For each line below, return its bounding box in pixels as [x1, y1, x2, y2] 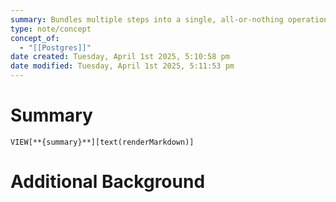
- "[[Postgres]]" [19, 42, 92, 53]
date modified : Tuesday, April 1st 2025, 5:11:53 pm [10, 61, 235, 71]
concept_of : [10, 33, 60, 43]
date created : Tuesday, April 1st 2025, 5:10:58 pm [10, 52, 230, 62]
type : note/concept [10, 24, 92, 34]
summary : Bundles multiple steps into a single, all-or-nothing [10, 14, 284, 25]
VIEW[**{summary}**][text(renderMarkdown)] [10, 137, 195, 147]
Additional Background [10, 171, 206, 193]
